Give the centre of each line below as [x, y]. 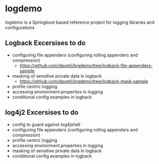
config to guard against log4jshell [46, 124]
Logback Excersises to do [46, 43]
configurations [20, 27]
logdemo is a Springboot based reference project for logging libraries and [80, 22]
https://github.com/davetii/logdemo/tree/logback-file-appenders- [86, 65]
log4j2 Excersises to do [42, 112]
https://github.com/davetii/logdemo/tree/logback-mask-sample [84, 81]
